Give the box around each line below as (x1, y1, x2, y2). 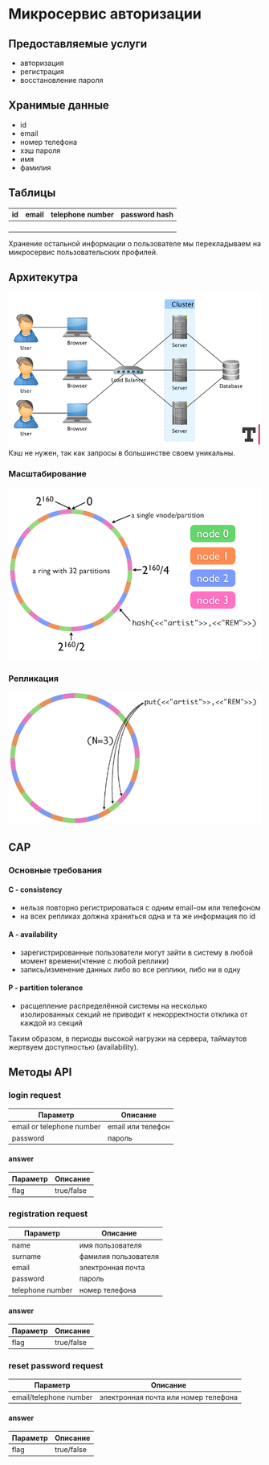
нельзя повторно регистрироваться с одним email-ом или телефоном (19, 902, 261, 912)
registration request (8, 1208, 88, 1219)
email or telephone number (11, 1122, 101, 1132)
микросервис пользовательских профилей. (8, 247, 158, 257)
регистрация (19, 67, 64, 76)
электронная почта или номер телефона (99, 1392, 238, 1401)
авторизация (19, 58, 64, 68)
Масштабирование (8, 468, 87, 480)
